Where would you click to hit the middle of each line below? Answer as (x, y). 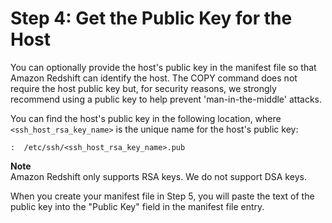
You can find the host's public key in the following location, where (146, 118)
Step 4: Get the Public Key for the (151, 18)
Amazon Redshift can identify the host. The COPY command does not (154, 78)
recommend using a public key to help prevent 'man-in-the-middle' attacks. (166, 99)
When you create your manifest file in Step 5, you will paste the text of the (162, 196)
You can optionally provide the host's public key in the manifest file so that (163, 67)
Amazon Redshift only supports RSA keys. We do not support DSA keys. (158, 176)
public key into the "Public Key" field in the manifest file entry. (137, 206)
